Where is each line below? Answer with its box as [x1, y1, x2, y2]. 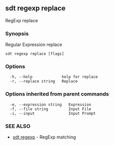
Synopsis [5, 30, 29, 37]
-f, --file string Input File [10, 106, 92, 112]
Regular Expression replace [5, 41, 63, 47]
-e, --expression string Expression [10, 102, 92, 107]
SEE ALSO [5, 122, 31, 129]
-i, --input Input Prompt [10, 111, 96, 116]
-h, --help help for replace [10, 74, 98, 80]
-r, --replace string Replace [10, 79, 78, 84]
